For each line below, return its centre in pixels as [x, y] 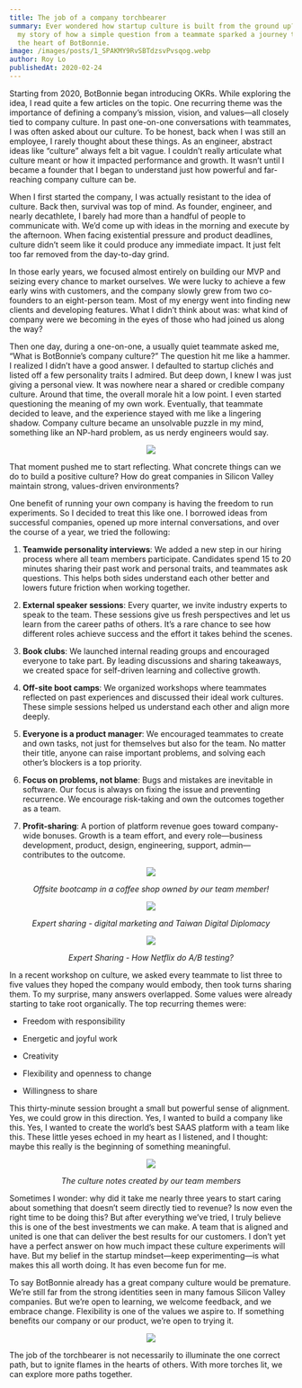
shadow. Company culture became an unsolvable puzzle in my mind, [137, 423]
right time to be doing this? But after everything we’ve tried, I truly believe [145, 1217]
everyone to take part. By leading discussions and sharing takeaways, [151, 660]
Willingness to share [60, 1090]
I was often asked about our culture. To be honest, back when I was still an [147, 131]
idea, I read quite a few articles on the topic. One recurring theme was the [146, 103]
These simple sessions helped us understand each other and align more [156, 706]
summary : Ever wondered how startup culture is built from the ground [144, 26]
